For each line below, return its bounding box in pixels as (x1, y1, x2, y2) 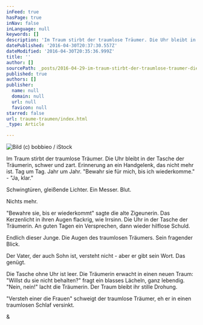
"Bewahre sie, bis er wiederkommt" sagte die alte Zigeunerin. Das (6, 209, 170, 217)
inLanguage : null (6, 25, 50, 32)
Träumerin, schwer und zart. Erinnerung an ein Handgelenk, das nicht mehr (6, 162, 194, 169)
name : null (11, 88, 39, 94)
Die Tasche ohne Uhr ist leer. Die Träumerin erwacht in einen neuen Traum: (6, 271, 193, 278)
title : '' (6, 54, 31, 60)
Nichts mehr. (6, 198, 38, 205)
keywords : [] (6, 31, 39, 38)
